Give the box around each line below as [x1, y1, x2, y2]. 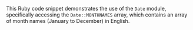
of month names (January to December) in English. [6, 18, 130, 24]
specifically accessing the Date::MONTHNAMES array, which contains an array [6, 11, 188, 18]
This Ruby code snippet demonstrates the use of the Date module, [6, 5, 167, 12]
